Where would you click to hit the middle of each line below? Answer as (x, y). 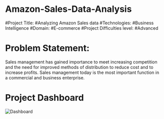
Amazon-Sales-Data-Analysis (69, 9)
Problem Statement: (47, 48)
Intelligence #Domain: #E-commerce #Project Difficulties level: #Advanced (82, 28)
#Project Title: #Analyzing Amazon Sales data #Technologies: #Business (80, 23)
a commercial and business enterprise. (45, 77)
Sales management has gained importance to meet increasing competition (81, 62)
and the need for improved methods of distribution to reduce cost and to (79, 67)
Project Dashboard (44, 98)
